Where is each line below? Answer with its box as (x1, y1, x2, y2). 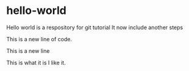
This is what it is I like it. (6, 59, 66, 66)
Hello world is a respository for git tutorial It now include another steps (6, 24, 184, 31)
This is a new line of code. (6, 35, 72, 42)
